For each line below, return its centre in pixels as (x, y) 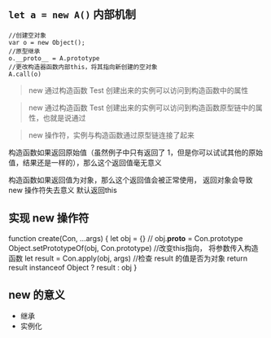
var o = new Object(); (47, 42)
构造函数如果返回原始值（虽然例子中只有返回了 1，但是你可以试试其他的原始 (135, 152)
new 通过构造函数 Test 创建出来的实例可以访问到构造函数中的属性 (138, 90)
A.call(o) (25, 74)
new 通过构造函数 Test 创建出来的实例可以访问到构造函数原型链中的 (142, 108)
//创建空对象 (27, 35)
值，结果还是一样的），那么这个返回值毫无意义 (85, 162)
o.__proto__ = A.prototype (54, 58)
